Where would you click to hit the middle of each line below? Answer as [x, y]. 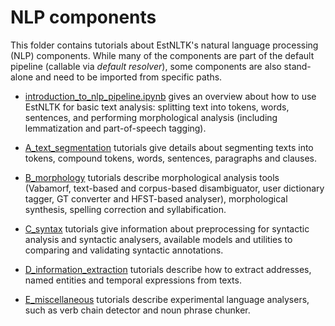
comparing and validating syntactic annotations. [124, 250]
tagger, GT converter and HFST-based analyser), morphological [156, 198]
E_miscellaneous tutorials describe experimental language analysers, [167, 299]
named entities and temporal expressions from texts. [133, 280]
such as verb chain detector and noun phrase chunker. [137, 310]
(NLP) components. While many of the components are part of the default [162, 55]
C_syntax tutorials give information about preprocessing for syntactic [167, 228]
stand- [297, 66]
